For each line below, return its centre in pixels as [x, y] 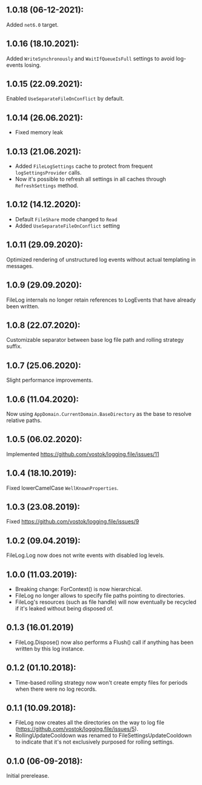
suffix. [14, 347]
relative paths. [24, 420]
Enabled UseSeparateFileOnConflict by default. [65, 99]
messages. [20, 266]
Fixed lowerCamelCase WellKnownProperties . [62, 488]
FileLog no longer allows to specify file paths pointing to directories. [100, 596]
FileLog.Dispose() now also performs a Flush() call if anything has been [104, 642]
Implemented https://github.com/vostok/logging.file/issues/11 [83, 454]
